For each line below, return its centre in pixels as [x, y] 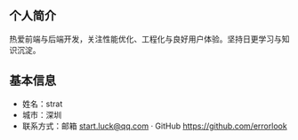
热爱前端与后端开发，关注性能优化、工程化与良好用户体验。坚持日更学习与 [145, 39]
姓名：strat [42, 104]
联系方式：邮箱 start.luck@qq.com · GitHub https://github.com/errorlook [154, 126]
